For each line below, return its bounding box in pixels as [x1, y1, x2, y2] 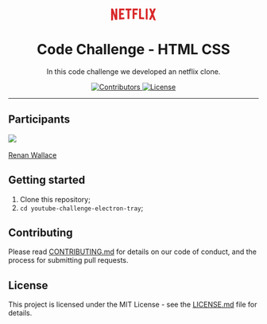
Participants [8, 113, 70, 127]
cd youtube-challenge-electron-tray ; [19, 203, 144, 213]
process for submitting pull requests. [8, 256, 129, 265]
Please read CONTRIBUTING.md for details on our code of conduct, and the [8, 247, 257, 256]
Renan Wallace [8, 150, 57, 160]
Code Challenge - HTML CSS [37, 41, 230, 59]
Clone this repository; [19, 194, 91, 204]
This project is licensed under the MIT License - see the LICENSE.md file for [8, 300, 257, 310]
